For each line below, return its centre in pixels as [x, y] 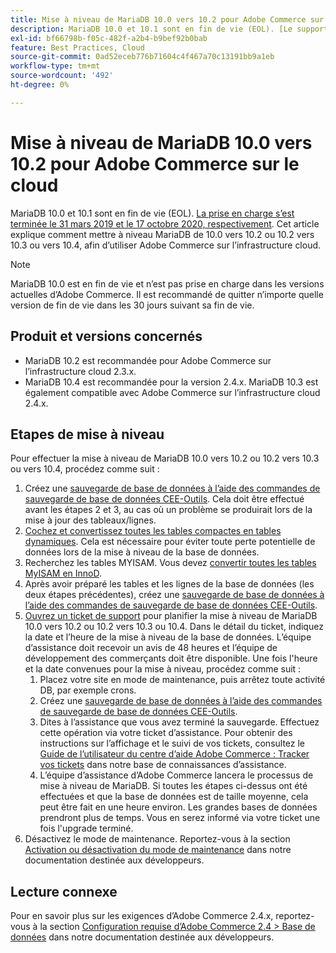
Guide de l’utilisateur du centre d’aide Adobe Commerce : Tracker [174, 754]
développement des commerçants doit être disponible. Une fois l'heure [171, 658]
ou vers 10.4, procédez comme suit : [85, 469]
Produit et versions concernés [106, 336]
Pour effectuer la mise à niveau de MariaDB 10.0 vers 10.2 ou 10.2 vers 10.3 [165, 458]
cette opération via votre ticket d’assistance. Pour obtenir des [166, 733]
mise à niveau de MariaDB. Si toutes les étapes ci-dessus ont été [173, 786]
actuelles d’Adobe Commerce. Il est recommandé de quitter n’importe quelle [167, 294]
